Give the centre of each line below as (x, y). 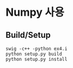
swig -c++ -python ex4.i (36, 49)
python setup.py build (34, 54)
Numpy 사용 (35, 12)
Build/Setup (28, 35)
